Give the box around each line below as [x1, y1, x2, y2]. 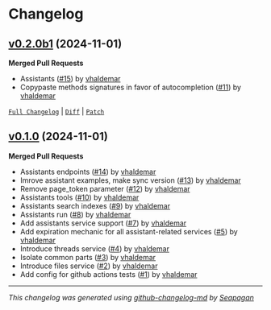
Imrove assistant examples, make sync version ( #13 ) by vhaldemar [19, 175, 242, 185]
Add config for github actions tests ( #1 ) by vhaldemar [19, 269, 198, 279]
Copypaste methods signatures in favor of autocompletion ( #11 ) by [19, 82, 242, 92]
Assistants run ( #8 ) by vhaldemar [19, 209, 131, 219]
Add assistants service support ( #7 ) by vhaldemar [19, 218, 187, 228]
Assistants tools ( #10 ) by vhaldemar [19, 192, 140, 202]
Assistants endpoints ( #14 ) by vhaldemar [19, 167, 156, 176]
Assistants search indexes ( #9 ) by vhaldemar [19, 200, 171, 210]
